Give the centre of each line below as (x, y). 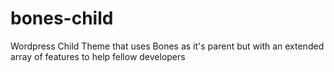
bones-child (62, 18)
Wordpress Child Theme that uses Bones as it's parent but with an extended (167, 46)
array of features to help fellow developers (98, 56)
